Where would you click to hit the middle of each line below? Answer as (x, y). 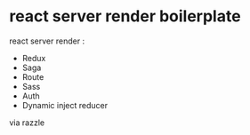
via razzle (27, 123)
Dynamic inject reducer (65, 105)
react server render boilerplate (125, 16)
